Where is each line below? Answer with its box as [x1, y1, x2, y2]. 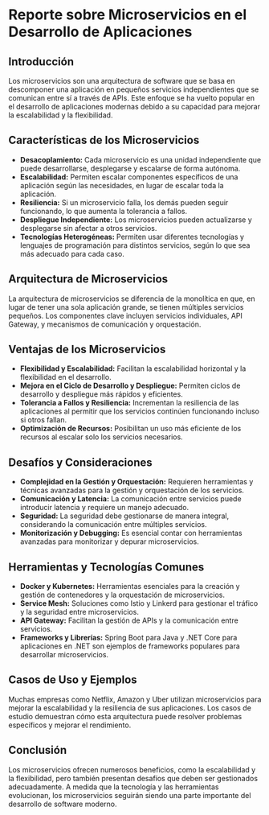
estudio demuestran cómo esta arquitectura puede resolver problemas [8, 711, 243, 721]
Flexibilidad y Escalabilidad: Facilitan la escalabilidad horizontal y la [19, 364, 247, 373]
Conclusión [8, 743, 67, 757]
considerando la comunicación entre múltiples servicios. [19, 520, 207, 529]
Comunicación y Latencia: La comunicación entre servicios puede [19, 494, 243, 504]
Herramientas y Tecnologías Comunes [8, 560, 205, 574]
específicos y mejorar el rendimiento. [8, 720, 132, 730]
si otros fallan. [19, 415, 67, 425]
